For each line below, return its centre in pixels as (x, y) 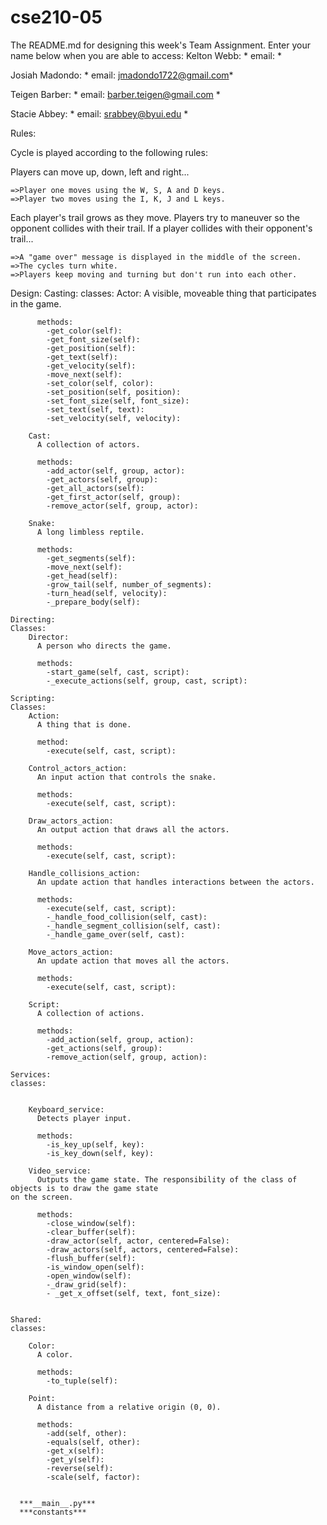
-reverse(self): (80, 1468)
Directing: (33, 619)
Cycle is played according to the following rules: (109, 152)
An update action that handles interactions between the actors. (175, 882)
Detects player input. (84, 1118)
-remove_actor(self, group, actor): (122, 506)
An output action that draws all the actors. (133, 829)
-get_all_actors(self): (95, 488)
